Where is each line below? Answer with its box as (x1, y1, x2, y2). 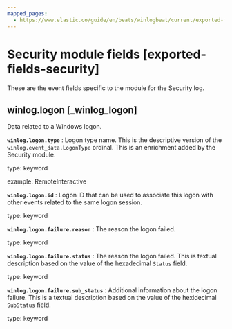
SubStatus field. (7, 301, 52, 309)
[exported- (142, 46, 207, 62)
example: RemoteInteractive (7, 177, 87, 186)
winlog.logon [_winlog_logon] (7, 104, 138, 116)
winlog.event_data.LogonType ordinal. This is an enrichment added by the (7, 143, 216, 152)
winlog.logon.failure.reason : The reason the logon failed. (7, 225, 176, 233)
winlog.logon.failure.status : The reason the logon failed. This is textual (7, 252, 217, 260)
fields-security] (7, 61, 100, 77)
